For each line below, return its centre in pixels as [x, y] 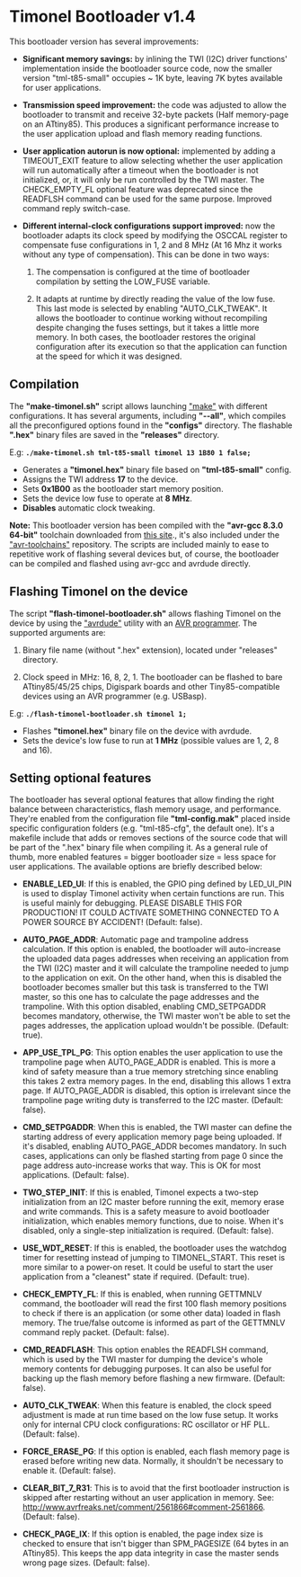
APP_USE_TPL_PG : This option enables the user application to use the [152, 1053]
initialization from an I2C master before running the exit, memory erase [153, 1202]
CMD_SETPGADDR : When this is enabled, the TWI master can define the [157, 1127]
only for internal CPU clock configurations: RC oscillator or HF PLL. [146, 1425]
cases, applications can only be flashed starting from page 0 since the [153, 1156]
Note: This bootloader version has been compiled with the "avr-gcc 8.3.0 [146, 525]
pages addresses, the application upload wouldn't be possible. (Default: [155, 1026]
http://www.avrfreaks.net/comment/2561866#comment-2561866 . [144, 1507]
